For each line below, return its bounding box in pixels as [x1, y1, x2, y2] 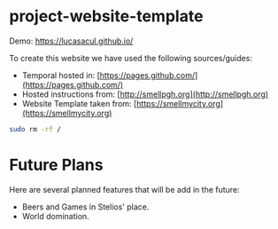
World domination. [21, 210, 90, 221]
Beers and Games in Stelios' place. [21, 201, 150, 212]
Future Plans [9, 155, 104, 175]
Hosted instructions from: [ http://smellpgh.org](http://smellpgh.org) [21, 89, 268, 99]
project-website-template [9, 6, 204, 27]
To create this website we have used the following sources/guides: [9, 52, 252, 63]
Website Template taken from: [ [21, 98, 137, 108]
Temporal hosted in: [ [21, 69, 100, 81]
